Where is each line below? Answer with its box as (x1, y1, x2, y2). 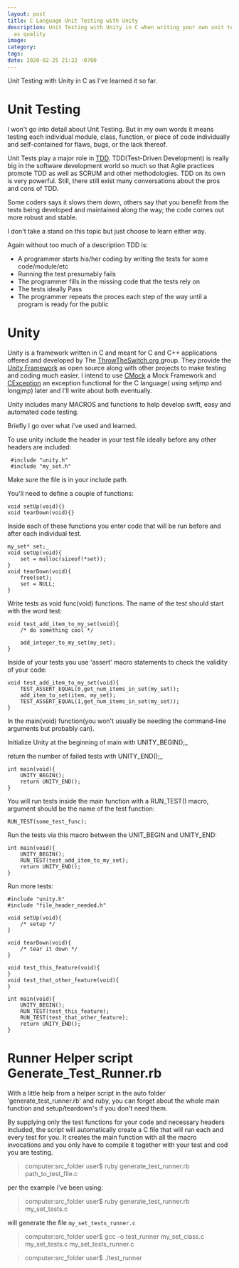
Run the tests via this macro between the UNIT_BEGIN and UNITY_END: (7, 831, 217, 839)
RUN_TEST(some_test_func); (7, 818, 87, 825)
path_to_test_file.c (24, 1169, 78, 1178)
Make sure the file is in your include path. (7, 475, 129, 484)
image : (7, 37, 27, 44)
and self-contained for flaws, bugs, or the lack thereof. (7, 140, 168, 148)
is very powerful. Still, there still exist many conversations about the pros (7, 176, 221, 185)
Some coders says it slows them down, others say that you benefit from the (7, 197, 229, 207)
